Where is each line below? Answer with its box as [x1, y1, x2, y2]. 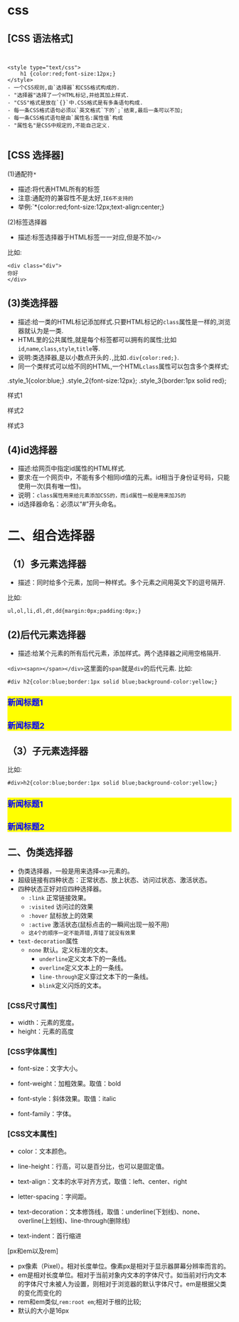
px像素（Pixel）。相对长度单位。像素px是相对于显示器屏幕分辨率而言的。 [17, 1261, 230, 1270]
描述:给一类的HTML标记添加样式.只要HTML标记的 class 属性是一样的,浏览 [17, 317, 231, 326]
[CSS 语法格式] [7, 32, 73, 44]
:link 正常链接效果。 [28, 893, 90, 902]
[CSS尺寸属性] [7, 1001, 58, 1011]
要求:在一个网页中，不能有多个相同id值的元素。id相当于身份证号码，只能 [17, 473, 230, 482]
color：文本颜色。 [17, 1147, 71, 1155]
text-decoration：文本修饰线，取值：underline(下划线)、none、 [17, 1207, 204, 1216]
